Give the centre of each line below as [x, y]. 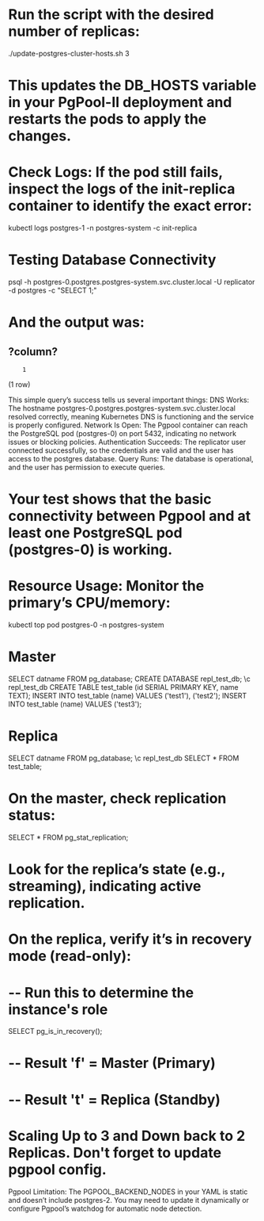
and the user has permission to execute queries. [87, 467]
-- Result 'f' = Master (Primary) [112, 1063]
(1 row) [19, 385]
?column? [33, 352]
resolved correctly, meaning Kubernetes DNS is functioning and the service [131, 417]
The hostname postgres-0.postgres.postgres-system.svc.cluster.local [122, 408]
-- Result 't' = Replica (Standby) [115, 1099]
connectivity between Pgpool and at [130, 516]
